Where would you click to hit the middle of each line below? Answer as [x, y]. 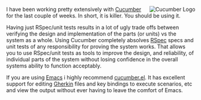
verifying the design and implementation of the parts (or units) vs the [91, 34]
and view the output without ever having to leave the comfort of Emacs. [94, 90]
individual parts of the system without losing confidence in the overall [92, 59]
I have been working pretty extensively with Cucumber [74, 9]
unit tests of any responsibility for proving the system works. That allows [96, 46]
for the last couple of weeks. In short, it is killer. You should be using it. [94, 16]
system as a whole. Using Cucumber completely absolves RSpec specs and [100, 40]
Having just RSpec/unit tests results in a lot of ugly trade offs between [93, 27]
